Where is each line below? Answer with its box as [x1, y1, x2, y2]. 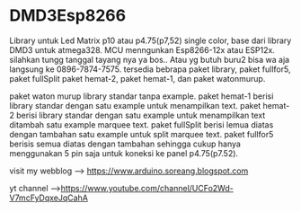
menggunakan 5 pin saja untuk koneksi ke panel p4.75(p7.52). [9, 147, 239, 158]
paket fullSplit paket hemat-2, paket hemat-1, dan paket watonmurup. [9, 73, 266, 84]
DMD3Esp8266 [9, 5, 127, 26]
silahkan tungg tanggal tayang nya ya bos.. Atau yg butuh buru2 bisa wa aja [9, 54, 290, 65]
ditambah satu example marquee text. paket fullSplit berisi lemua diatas [9, 119, 274, 130]
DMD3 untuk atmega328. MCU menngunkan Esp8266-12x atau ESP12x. [9, 44, 276, 55]
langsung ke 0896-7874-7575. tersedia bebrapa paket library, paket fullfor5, [9, 64, 291, 75]
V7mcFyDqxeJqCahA [9, 192, 88, 203]
